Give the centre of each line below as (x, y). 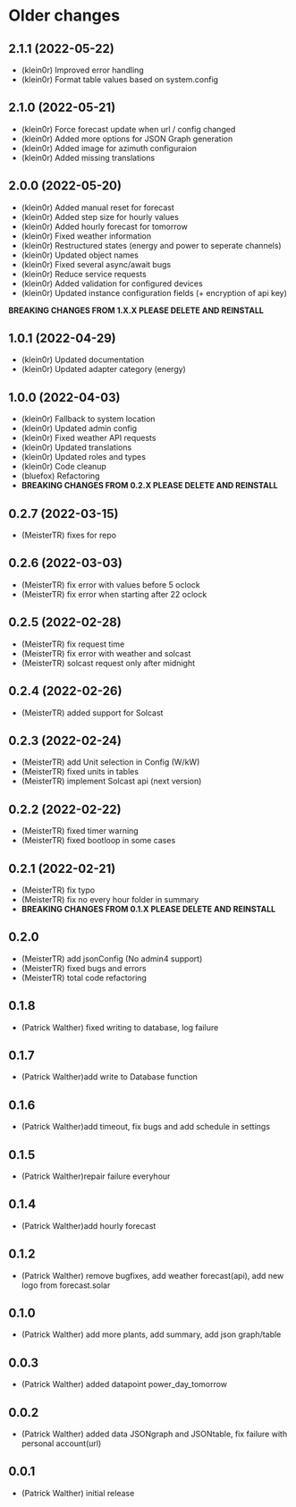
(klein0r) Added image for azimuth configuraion (109, 148)
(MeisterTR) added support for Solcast (92, 713)
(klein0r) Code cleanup (63, 467)
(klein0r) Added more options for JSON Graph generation (127, 139)
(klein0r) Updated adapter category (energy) (104, 369)
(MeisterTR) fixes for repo (69, 535)
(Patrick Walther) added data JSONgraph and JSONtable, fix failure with (154, 1434)
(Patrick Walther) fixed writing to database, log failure (120, 1027)
